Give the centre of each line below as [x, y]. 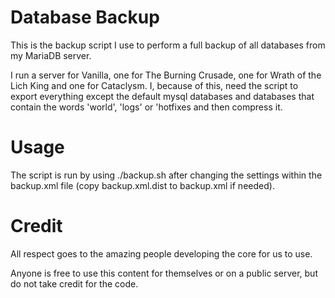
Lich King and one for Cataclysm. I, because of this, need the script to [154, 85]
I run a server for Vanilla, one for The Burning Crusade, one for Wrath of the [166, 75]
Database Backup [85, 17]
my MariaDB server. [51, 55]
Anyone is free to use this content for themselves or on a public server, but [164, 273]
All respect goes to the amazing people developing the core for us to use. [161, 253]
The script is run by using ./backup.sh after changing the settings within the [166, 175]
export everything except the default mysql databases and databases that [162, 96]
